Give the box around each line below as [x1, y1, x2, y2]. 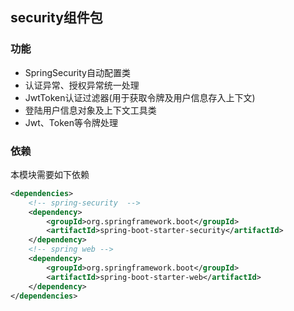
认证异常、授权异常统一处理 [24, 79, 140, 91]
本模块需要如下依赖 [10, 168, 90, 180]
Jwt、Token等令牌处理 [24, 116, 118, 128]
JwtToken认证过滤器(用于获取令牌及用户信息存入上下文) [24, 91, 256, 103]
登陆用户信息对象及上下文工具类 [24, 104, 157, 116]
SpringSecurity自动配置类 [24, 66, 131, 78]
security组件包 [10, 9, 103, 27]
